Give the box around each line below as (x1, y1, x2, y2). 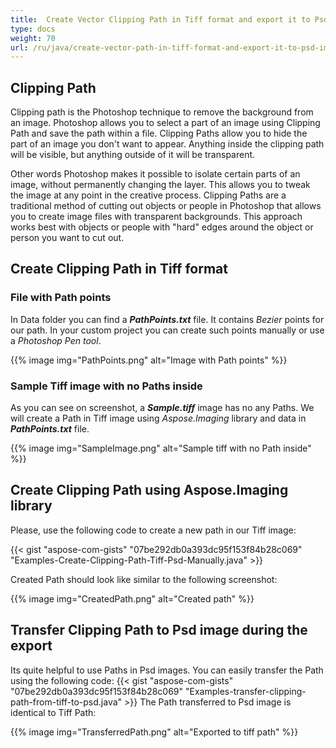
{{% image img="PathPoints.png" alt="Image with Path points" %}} (10, 354, 288, 366)
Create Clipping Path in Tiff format (10, 261, 228, 278)
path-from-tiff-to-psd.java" (10, 696, 123, 708)
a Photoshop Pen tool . (10, 334, 102, 346)
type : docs (10, 24, 56, 34)
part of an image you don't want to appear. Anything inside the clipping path (10, 138, 325, 150)
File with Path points (10, 291, 112, 305)
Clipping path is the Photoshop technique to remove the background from (10, 106, 314, 118)
